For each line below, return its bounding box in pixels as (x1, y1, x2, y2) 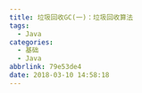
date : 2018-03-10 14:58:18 (9, 71, 110, 80)
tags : (9, 21, 29, 30)
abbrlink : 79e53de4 (9, 63, 82, 72)
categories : (9, 37, 54, 47)
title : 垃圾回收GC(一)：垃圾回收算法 (9, 12, 134, 22)
